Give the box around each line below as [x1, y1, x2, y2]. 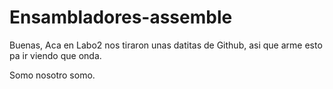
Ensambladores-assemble [9, 6, 233, 29]
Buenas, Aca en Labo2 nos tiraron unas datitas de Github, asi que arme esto [9, 39, 323, 51]
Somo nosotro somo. [9, 69, 96, 81]
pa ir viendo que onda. [9, 49, 102, 61]
